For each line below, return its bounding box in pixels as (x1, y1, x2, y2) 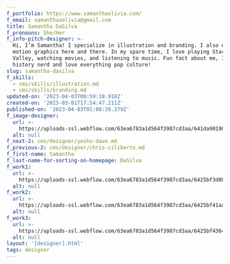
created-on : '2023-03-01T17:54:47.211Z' (6, 100, 124, 107)
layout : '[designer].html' (6, 240, 84, 247)
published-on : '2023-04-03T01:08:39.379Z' (6, 106, 130, 113)
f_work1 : (6, 163, 32, 170)
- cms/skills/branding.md (12, 87, 87, 93)
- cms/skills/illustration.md (12, 80, 99, 87)
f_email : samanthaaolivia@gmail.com (6, 16, 111, 23)
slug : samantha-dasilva (6, 67, 75, 74)
